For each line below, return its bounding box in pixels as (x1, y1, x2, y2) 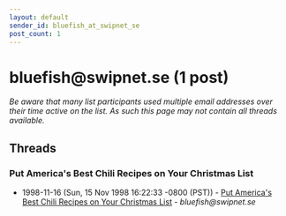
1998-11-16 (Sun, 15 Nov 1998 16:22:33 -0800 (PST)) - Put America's (21, 187, 272, 197)
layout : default (9, 12, 69, 22)
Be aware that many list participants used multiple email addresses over (9, 96, 274, 107)
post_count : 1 (9, 29, 62, 38)
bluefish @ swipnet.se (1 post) (9, 67, 230, 87)
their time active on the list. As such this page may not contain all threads (9, 106, 278, 116)
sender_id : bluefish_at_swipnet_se (9, 21, 140, 30)
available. (9, 115, 46, 126)
